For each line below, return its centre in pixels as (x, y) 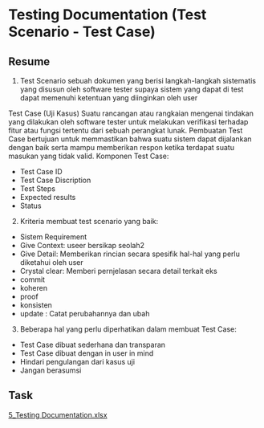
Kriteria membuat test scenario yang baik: (89, 221)
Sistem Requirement (53, 237)
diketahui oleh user (51, 262)
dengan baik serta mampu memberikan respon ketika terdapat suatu (122, 147)
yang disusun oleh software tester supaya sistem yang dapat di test (132, 89)
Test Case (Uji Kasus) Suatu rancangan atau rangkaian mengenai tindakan (131, 113)
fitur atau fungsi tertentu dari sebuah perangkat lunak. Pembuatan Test (126, 130)
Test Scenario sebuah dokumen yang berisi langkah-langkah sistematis (138, 81)
